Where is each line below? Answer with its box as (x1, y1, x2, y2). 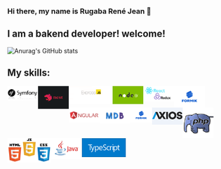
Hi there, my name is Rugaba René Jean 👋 (7, 6, 152, 16)
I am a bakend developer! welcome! (7, 28, 166, 40)
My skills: (7, 67, 51, 79)
